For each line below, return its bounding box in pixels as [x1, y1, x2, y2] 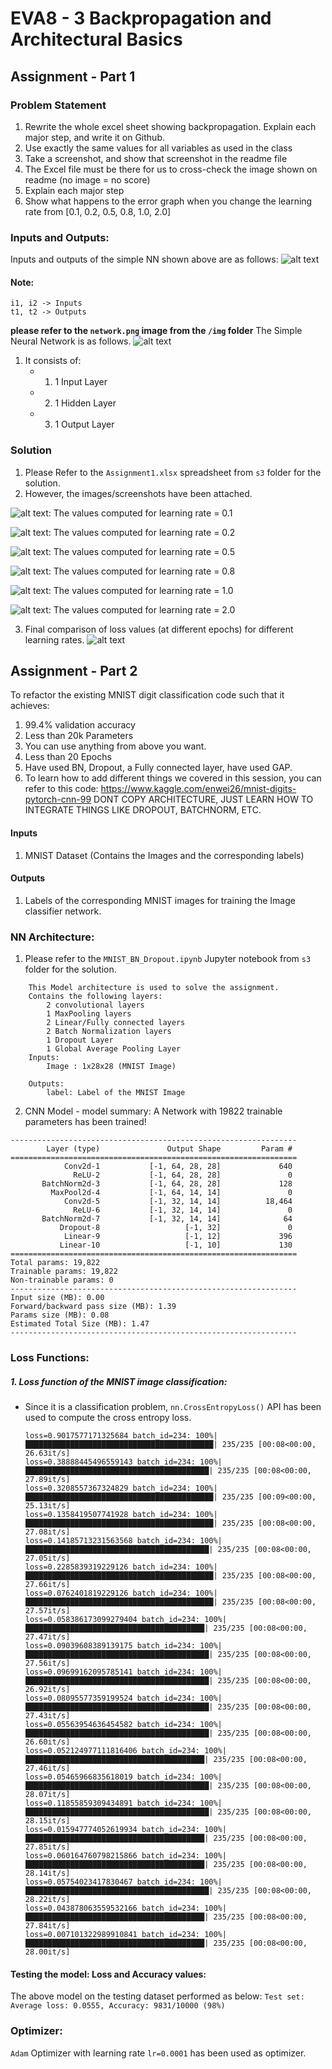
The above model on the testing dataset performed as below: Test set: [10, 1990, 305, 2002]
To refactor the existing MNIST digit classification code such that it [10, 689, 285, 701]
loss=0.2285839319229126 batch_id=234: [24, 1562, 192, 1572]
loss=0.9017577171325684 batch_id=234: [24, 1431, 192, 1441]
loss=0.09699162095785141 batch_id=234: [24, 1667, 196, 1677]
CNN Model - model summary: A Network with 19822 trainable [24, 1105, 283, 1117]
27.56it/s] [24, 1658, 71, 1669]
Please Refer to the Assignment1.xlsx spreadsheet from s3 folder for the [24, 466, 322, 478]
